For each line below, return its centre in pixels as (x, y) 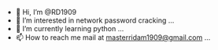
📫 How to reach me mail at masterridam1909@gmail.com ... (113, 37)
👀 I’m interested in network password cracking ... (95, 20)
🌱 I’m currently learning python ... (70, 29)
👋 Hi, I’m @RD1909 (46, 12)
